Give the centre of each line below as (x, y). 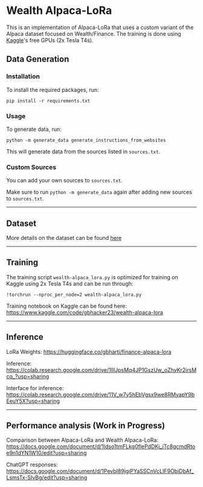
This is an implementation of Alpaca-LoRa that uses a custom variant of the (100, 27)
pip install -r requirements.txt (48, 101)
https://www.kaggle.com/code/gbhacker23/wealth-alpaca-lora (85, 312)
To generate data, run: (34, 129)
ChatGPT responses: (32, 465)
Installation (23, 76)
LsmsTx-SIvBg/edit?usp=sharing (47, 478)
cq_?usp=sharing (28, 376)
